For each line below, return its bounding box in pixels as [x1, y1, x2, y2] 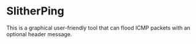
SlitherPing [6, 4, 64, 18]
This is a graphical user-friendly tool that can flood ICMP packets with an [6, 24, 191, 31]
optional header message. [6, 30, 72, 37]
